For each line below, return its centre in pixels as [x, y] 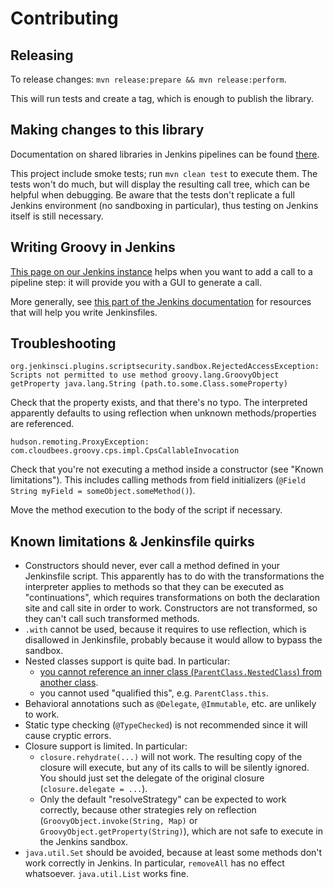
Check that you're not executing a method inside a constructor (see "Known [167, 469]
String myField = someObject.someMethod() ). [103, 491]
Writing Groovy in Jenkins [93, 247]
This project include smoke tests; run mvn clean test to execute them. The [164, 173]
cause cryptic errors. [68, 736]
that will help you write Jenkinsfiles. [84, 312]
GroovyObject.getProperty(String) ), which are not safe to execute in [181, 831]
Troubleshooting [63, 343]
